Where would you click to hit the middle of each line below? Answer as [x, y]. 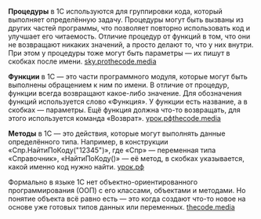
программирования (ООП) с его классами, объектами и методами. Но [127, 190]
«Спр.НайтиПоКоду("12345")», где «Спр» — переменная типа [112, 150]
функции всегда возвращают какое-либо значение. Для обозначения [125, 93]
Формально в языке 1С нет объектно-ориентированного [103, 182]
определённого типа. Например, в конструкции [88, 142]
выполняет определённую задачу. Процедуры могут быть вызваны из [126, 20]
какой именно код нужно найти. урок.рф [76, 167]
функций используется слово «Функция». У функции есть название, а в [128, 102]
